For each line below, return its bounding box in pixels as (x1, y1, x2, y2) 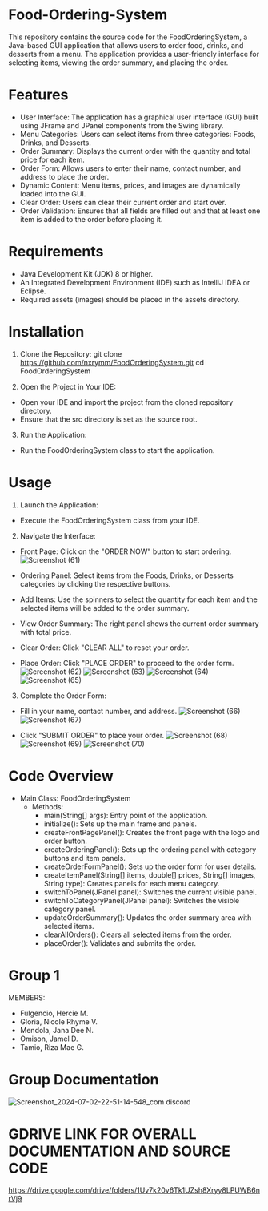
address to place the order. (19, 172, 110, 181)
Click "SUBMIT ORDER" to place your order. (19, 730, 165, 740)
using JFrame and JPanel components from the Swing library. (19, 120, 224, 130)
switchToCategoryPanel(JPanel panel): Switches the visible (43, 895, 240, 905)
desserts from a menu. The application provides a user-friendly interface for (8, 49, 260, 59)
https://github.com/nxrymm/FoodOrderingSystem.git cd (19, 357, 205, 367)
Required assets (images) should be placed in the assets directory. (19, 294, 240, 304)
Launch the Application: (19, 499, 98, 510)
